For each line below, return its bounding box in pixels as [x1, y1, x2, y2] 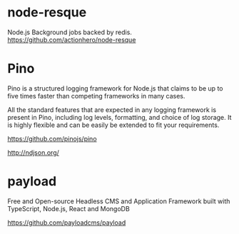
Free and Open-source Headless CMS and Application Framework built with [7, 197, 230, 205]
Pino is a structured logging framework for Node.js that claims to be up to [7, 83, 223, 93]
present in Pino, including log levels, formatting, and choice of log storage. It [7, 113, 232, 121]
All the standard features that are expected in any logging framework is [7, 105, 216, 114]
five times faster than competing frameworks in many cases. [7, 91, 185, 100]
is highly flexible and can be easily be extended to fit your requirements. [7, 121, 220, 129]
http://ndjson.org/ [7, 148, 59, 157]
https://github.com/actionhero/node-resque [7, 35, 136, 44]
